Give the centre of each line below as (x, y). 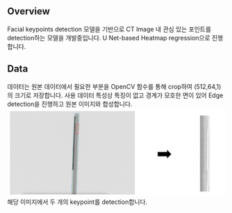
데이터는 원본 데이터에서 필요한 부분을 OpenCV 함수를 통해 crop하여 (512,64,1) (114, 86)
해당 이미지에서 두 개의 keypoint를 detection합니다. (77, 202)
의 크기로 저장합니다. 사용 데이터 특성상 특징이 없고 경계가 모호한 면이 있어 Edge (115, 95)
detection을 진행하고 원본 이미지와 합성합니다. (70, 104)
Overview (29, 11)
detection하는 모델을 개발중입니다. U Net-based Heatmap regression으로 (109, 38)
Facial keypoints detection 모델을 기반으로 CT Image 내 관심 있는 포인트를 (109, 29)
